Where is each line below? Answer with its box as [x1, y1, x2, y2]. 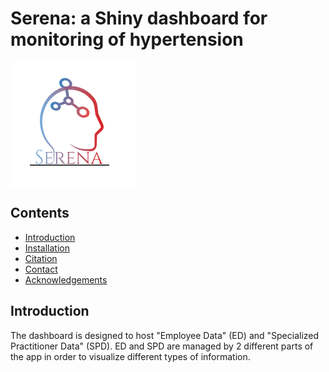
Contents [10, 205, 70, 222]
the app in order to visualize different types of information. [10, 350, 251, 362]
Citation [24, 252, 58, 264]
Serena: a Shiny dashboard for [10, 7, 268, 30]
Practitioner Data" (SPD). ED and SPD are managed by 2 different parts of [10, 340, 314, 352]
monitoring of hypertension [10, 28, 244, 51]
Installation [24, 242, 71, 254]
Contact [24, 263, 58, 275]
